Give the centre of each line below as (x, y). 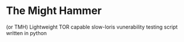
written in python (27, 33)
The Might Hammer (54, 11)
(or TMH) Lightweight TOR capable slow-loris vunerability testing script (92, 27)
